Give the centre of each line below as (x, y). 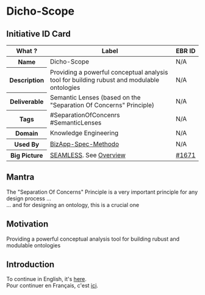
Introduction (31, 265)
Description (27, 80)
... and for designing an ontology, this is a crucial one (73, 205)
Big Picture (27, 155)
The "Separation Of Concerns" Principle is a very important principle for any (102, 192)
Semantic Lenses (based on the (95, 97)
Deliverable (27, 101)
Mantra (20, 177)
